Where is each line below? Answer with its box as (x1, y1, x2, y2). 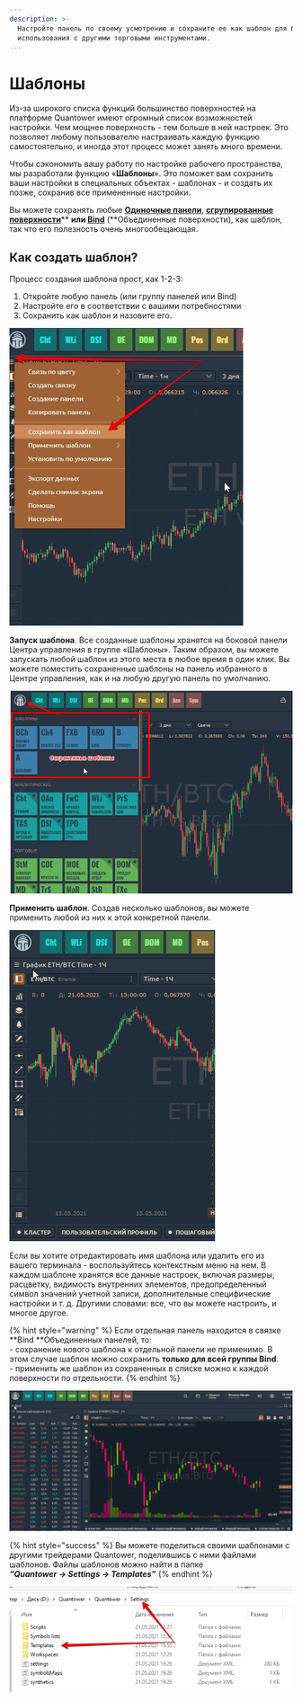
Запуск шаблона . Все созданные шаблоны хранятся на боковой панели (9, 634, 288, 646)
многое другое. (9, 1307, 69, 1318)
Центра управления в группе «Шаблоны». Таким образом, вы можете (9, 644, 279, 655)
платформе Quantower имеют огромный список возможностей (9, 112, 253, 123)
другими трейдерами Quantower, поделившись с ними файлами (9, 1549, 256, 1560)
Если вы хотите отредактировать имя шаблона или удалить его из (9, 1250, 265, 1261)
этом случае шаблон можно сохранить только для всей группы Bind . (9, 1353, 280, 1364)
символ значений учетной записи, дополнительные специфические (9, 1288, 271, 1298)
